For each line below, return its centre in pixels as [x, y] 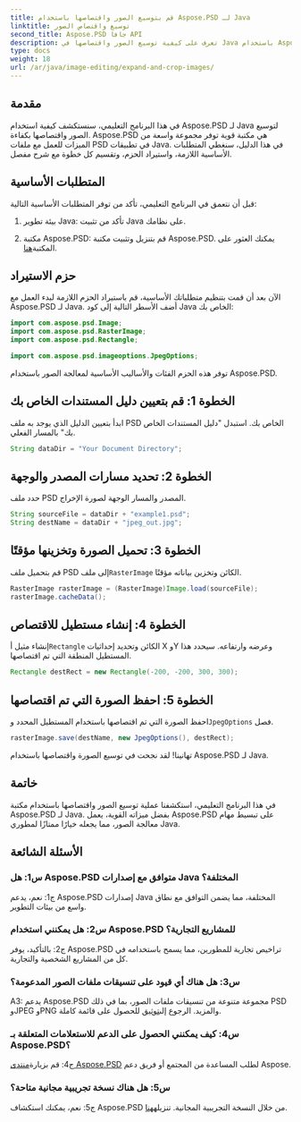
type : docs [30, 51]
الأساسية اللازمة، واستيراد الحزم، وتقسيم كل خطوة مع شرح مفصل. [121, 154]
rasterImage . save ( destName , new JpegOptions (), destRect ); [122, 738]
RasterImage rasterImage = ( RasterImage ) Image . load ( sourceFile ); [134, 588]
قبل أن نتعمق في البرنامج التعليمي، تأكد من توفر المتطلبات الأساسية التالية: [134, 203]
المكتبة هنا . [40, 248]
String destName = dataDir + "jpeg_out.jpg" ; [96, 523]
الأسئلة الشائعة [46, 852]
